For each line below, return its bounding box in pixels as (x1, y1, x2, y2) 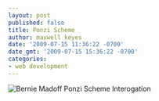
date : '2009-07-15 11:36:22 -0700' (8, 41, 125, 49)
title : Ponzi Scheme (8, 26, 76, 34)
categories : (8, 56, 47, 63)
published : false (8, 19, 65, 27)
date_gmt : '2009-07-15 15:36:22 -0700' (8, 48, 139, 56)
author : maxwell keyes (8, 33, 82, 41)
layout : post (8, 11, 51, 20)
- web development (8, 63, 68, 70)
